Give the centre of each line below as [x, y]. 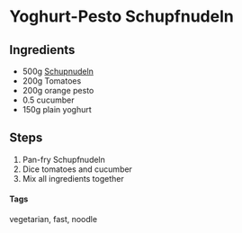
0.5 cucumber [48, 100]
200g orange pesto [58, 90]
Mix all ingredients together [73, 178]
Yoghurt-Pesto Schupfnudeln [121, 17]
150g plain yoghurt [57, 109]
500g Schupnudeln [58, 71]
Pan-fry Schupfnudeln [64, 159]
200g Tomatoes [52, 81]
